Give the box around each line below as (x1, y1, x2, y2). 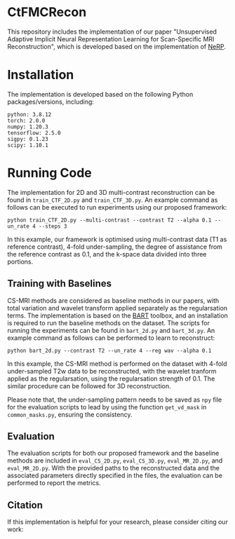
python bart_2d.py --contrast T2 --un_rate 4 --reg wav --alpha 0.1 (7, 347, 212, 354)
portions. (7, 257, 34, 266)
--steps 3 (38, 222, 68, 230)
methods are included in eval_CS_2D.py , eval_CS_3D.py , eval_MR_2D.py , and (7, 456, 223, 465)
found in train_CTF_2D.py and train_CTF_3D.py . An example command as (7, 196, 218, 204)
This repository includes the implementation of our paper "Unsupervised (7, 27, 217, 36)
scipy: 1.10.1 (7, 142, 49, 149)
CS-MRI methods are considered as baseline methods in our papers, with (7, 296, 220, 305)
